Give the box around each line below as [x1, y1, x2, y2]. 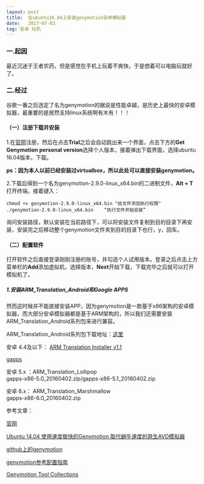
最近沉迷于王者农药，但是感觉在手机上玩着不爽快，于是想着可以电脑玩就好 [6, 62, 192, 69]
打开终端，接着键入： [6, 187, 59, 195]
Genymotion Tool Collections [6, 471, 79, 478]
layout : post [6, 9, 39, 15]
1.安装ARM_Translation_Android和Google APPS [6, 286, 129, 293]
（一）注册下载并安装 [6, 124, 59, 131]
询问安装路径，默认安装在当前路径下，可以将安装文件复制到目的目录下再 [6, 218, 187, 226]
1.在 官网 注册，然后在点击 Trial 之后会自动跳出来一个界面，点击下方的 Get [6, 139, 185, 146]
